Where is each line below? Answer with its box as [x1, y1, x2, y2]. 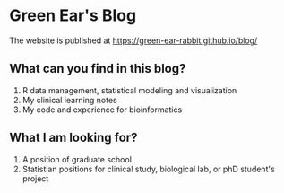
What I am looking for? [9, 130, 138, 145]
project [22, 172, 49, 184]
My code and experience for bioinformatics [22, 104, 183, 115]
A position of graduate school [22, 154, 133, 164]
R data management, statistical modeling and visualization [22, 84, 237, 95]
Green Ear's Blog [9, 5, 137, 26]
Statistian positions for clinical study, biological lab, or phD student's [22, 163, 275, 174]
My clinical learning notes [22, 94, 118, 105]
